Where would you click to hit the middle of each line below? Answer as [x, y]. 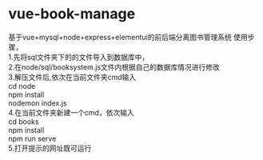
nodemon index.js [38, 103]
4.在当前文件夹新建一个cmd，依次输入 [71, 112]
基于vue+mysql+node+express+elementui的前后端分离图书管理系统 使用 [128, 37]
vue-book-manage [72, 14]
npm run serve [32, 138]
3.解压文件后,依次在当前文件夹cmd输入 [72, 77]
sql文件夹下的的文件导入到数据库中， [88, 57]
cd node [22, 86]
